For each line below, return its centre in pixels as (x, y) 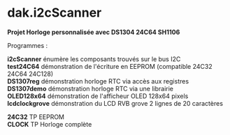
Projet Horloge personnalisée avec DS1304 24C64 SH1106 (94, 32)
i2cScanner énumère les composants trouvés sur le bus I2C (94, 59)
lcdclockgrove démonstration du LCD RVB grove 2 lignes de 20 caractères (115, 103)
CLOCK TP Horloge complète (50, 124)
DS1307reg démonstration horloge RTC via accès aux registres (98, 81)
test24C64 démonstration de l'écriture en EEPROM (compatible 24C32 (110, 66)
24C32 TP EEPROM (36, 117)
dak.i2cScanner (55, 13)
